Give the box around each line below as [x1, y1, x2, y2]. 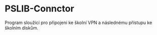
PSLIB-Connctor [5, 3, 74, 14]
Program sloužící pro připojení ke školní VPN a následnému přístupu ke [5, 19, 152, 25]
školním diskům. [5, 24, 39, 30]
